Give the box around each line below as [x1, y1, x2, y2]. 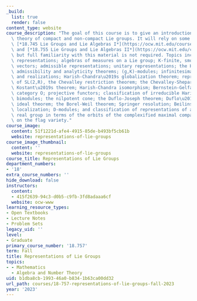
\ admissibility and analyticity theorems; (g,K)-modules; [11, 69, 159, 74]
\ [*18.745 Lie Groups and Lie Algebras [11, 42, 111, 47]
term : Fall [6, 248, 33, 254]
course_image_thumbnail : [6, 139, 67, 145]
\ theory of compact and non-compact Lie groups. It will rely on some [11, 36, 191, 42]
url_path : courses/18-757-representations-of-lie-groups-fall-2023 [6, 281, 175, 287]
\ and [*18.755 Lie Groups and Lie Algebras [11, 47, 122, 53]
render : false [11, 19, 46, 25]
